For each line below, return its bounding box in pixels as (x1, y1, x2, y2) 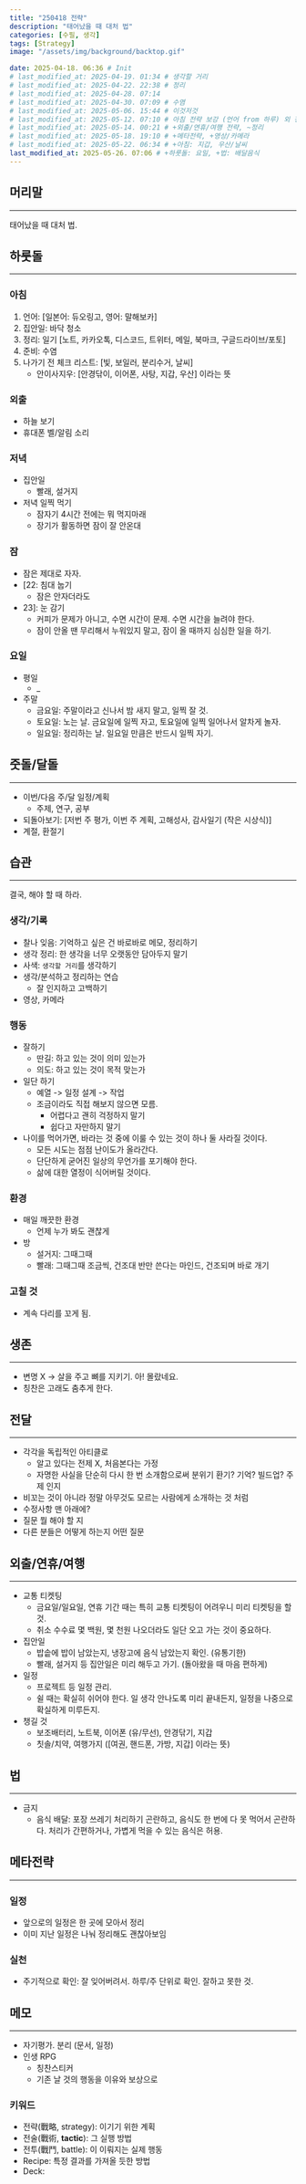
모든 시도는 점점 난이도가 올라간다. (36, 1144, 158, 1155)
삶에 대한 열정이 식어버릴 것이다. (36, 1167, 151, 1178)
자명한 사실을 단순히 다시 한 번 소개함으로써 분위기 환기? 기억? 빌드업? (36, 1469, 284, 1480)
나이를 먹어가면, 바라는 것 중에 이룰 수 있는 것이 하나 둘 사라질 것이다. (22, 1133, 268, 1144)
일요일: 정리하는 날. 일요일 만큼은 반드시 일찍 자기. (36, 727, 214, 738)
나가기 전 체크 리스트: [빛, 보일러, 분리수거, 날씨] (22, 357, 194, 368)
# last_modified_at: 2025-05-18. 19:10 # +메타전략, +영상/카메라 (9, 131, 250, 141)
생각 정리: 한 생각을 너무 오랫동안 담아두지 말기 (22, 948, 189, 959)
